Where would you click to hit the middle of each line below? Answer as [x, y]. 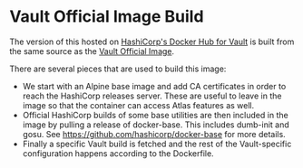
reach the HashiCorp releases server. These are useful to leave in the [152, 96]
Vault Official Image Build [107, 17]
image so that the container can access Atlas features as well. [138, 105]
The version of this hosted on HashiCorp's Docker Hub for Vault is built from [152, 42]
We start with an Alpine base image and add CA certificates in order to [154, 86]
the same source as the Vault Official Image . [92, 51]
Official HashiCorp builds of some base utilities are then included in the [155, 115]
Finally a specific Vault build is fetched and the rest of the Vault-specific [157, 144]
